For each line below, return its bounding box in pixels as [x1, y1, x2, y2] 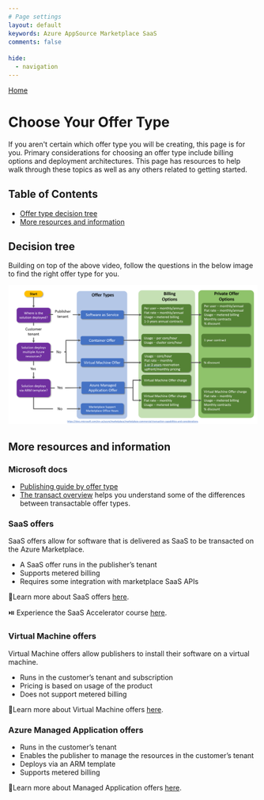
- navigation [15, 63, 58, 71]
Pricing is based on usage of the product [19, 681, 153, 690]
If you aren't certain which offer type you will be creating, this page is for [8, 139, 246, 149]
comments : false [8, 38, 62, 46]
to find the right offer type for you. [8, 269, 120, 279]
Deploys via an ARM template [19, 760, 116, 769]
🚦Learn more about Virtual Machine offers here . [8, 704, 164, 714]
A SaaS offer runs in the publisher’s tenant [19, 560, 157, 570]
